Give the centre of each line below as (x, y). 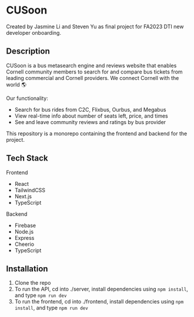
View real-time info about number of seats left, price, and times (91, 116)
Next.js (23, 196)
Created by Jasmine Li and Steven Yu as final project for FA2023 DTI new (95, 26)
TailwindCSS (30, 190)
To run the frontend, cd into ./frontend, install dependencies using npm (99, 302)
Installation (27, 268)
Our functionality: (27, 98)
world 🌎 (16, 84)
